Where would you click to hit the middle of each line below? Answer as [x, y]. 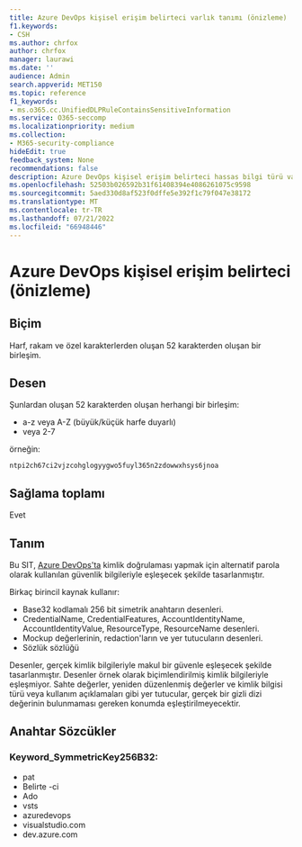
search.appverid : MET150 [56, 85]
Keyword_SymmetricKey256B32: [84, 757]
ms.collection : [38, 135]
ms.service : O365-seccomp [58, 118]
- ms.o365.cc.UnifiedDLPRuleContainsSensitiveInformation [120, 110]
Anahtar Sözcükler [63, 731]
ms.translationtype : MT [54, 202]
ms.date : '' [31, 68]
